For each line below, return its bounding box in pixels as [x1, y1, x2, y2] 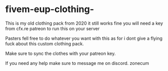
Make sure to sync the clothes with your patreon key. [5, 50, 116, 56]
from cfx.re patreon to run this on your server [5, 25, 100, 31]
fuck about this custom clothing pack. [5, 40, 85, 46]
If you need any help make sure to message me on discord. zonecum [5, 60, 149, 66]
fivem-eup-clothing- [5, 4, 95, 15]
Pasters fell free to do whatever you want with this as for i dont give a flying [5, 35, 163, 41]
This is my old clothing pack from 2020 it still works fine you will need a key [5, 20, 163, 26]
